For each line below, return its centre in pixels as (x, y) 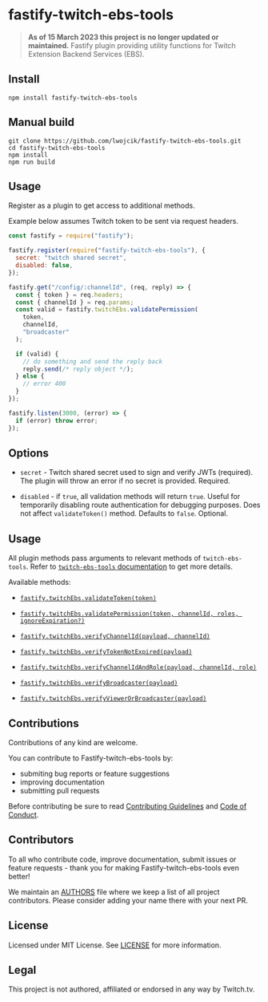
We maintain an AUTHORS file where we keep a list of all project (114, 891)
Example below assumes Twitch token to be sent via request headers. (123, 221)
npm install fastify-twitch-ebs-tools (73, 98)
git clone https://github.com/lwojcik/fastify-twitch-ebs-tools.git (125, 141)
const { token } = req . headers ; (70, 294)
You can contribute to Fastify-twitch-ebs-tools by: (91, 758)
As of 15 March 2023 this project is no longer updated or (123, 37)
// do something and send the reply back (92, 361)
